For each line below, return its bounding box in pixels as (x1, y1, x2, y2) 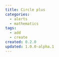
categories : (5, 12, 30, 17)
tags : (5, 26, 16, 31)
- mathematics (9, 21, 39, 26)
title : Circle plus (5, 7, 46, 12)
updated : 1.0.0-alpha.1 (5, 44, 55, 49)
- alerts (9, 16, 28, 21)
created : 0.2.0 (5, 40, 37, 45)
